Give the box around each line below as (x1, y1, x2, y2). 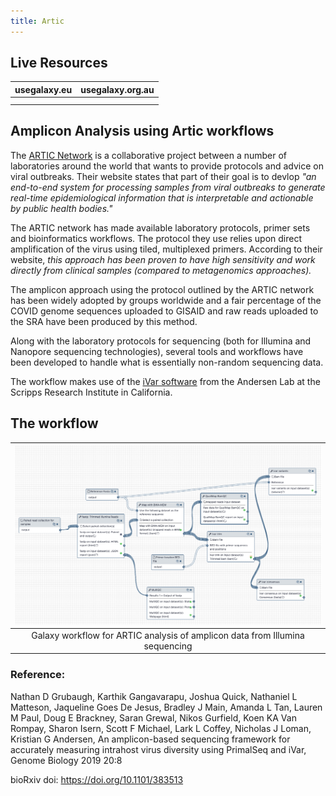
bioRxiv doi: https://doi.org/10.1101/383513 (10, 773, 184, 785)
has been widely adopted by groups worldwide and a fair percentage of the (10, 294, 322, 306)
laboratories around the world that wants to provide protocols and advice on (10, 160, 324, 172)
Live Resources (10, 55, 108, 72)
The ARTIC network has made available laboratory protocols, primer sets (10, 221, 311, 234)
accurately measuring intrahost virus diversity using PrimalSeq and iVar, (10, 743, 307, 755)
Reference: (10, 668, 66, 682)
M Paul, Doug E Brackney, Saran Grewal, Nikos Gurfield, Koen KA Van (10, 711, 297, 724)
